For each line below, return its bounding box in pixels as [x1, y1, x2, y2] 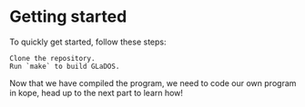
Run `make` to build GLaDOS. [9, 62, 120, 71]
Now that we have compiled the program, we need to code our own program [9, 77, 297, 88]
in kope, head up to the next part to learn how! [9, 87, 184, 98]
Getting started [9, 6, 127, 27]
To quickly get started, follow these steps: [9, 36, 167, 47]
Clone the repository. [9, 53, 96, 63]
